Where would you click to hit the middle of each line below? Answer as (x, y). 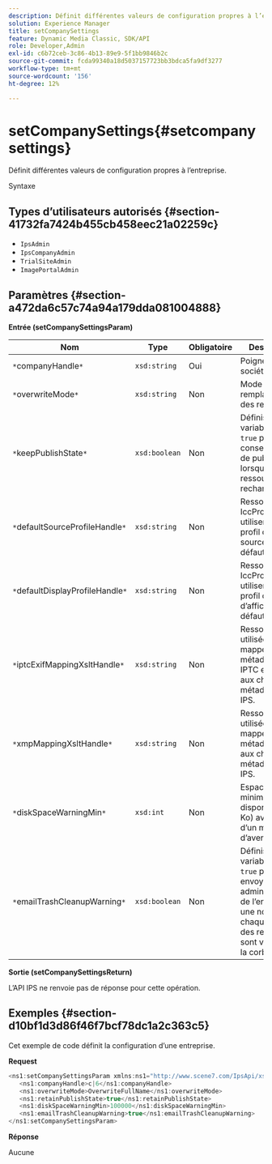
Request (23, 1061)
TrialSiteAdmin (46, 262)
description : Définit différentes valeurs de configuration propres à (130, 16)
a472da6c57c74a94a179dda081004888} (115, 307)
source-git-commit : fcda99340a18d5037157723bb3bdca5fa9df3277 (115, 62)
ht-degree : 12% (34, 83)
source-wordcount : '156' (50, 76)
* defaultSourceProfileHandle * (70, 527)
